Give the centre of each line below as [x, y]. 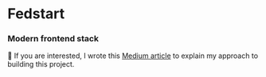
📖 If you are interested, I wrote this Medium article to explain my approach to [133, 56]
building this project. [41, 64]
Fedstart [36, 14]
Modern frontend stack [53, 39]
